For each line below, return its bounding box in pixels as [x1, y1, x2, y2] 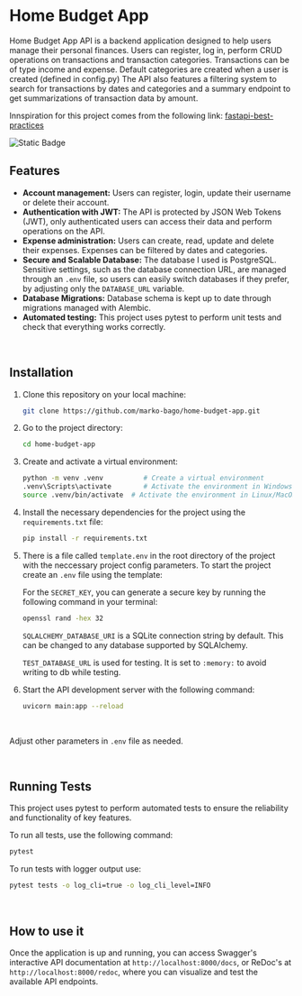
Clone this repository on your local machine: [22, 388, 187, 399]
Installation [9, 365, 74, 380]
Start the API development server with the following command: [22, 684, 255, 695]
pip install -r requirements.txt [22, 534, 148, 543]
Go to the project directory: [22, 423, 123, 434]
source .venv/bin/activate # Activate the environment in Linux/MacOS [22, 490, 297, 500]
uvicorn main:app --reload [22, 701, 124, 710]
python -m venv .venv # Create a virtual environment [22, 474, 265, 483]
